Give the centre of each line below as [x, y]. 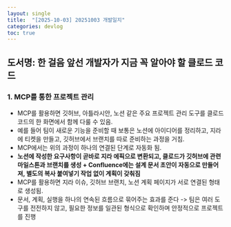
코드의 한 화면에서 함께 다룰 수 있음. [65, 121]
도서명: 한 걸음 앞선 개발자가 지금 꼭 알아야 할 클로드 [110, 62]
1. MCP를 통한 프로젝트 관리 [51, 97]
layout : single [29, 13]
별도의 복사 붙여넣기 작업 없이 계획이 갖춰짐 [83, 173]
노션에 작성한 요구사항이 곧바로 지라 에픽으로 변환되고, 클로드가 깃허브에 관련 [119, 156]
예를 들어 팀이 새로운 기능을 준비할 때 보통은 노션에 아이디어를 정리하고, [113, 130]
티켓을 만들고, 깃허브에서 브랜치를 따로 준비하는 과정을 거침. [104, 139]
